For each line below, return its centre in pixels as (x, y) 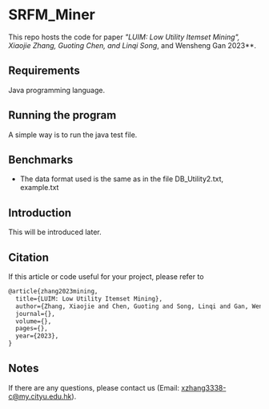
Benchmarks (41, 159)
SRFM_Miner (52, 15)
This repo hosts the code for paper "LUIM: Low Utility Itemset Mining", (124, 37)
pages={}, (32, 329)
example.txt (39, 188)
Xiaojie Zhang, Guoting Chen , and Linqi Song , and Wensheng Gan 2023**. (132, 45)
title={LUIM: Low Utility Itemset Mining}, (89, 298)
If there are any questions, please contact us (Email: (94, 387)
